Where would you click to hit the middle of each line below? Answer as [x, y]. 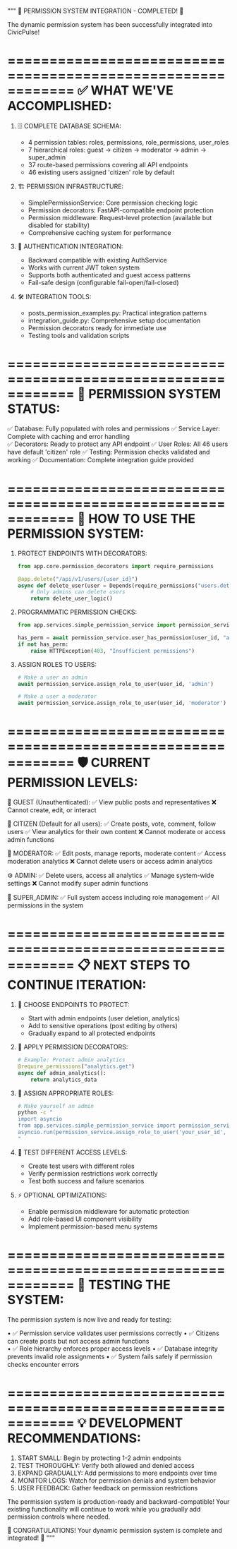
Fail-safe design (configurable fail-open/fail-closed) [103, 282]
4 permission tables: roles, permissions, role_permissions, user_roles [128, 142]
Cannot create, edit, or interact [52, 810]
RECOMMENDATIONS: [74, 1438]
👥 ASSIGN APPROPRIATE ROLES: [66, 1093]
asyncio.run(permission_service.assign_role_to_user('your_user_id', [122, 1133]
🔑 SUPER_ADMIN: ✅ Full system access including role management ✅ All [114, 898]
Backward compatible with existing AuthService [97, 260]
